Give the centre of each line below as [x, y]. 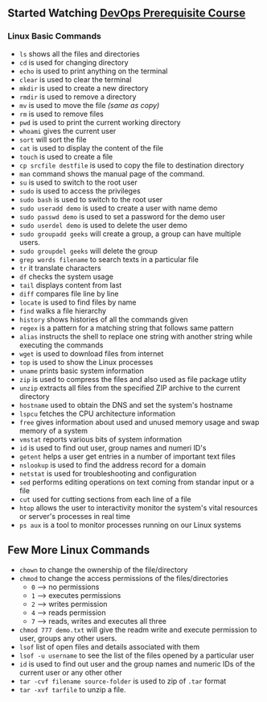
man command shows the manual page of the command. [112, 173]
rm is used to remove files [61, 114]
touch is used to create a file [66, 156]
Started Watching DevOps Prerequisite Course [127, 13]
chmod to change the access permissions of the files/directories [123, 578]
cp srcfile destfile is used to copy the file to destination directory [131, 165]
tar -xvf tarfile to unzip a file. [72, 689]
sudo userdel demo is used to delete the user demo [103, 225]
